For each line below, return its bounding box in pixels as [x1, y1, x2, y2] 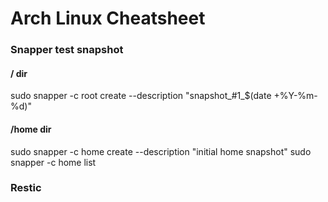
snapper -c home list [10, 156, 97, 168]
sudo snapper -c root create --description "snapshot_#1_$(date [10, 90, 272, 102]
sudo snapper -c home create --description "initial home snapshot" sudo [10, 145, 312, 157]
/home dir [10, 123, 52, 135]
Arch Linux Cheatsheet [10, 7, 206, 30]
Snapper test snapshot [10, 43, 124, 57]
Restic [10, 181, 42, 195]
